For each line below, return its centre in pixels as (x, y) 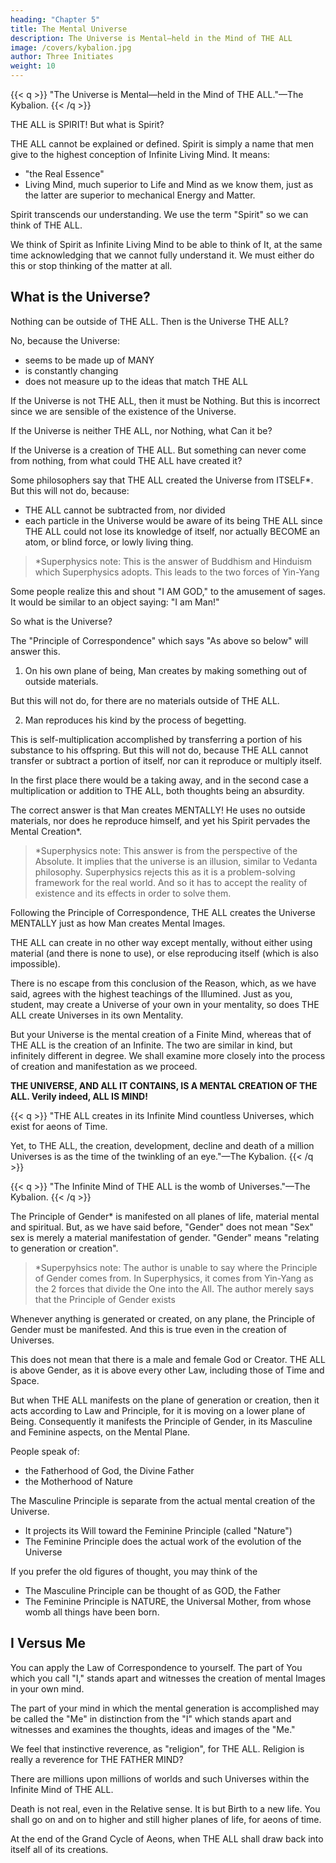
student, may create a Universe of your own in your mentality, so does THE (165, 1004)
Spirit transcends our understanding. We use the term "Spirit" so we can (159, 214)
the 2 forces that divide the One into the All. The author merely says (174, 1288)
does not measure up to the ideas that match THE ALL (136, 381)
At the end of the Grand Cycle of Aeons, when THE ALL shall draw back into (167, 1838)
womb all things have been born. (92, 1612)
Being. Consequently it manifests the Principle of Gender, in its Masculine (161, 1421)
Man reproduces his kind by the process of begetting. (135, 720)
